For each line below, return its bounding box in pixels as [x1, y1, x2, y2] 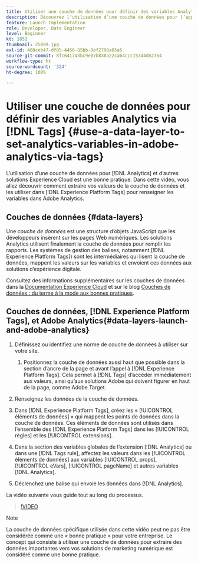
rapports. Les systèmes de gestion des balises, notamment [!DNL [6, 247, 165, 253]
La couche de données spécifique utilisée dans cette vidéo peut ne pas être [6, 526, 190, 533]
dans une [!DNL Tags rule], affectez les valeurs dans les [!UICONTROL [14, 449, 186, 456]
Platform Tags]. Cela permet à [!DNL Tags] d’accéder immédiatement [23, 371, 192, 378]
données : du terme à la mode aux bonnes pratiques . [6, 289, 134, 296]
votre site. [14, 347, 39, 354]
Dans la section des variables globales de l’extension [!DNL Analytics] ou [14, 443, 192, 450]
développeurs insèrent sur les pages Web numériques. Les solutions [6, 234, 173, 241]
